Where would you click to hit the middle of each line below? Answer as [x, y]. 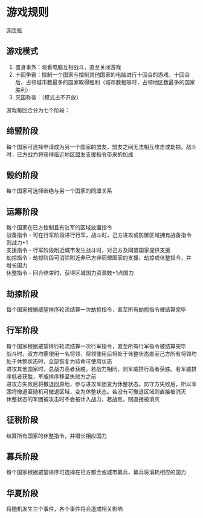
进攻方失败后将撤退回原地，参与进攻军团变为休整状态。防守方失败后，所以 [99, 384]
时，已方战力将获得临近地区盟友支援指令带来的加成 [70, 154]
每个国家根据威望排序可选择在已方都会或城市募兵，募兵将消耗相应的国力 [96, 472]
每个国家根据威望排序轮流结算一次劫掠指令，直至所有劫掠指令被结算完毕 [96, 310]
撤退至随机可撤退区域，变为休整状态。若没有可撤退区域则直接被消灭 [101, 392]
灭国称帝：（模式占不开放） [48, 97]
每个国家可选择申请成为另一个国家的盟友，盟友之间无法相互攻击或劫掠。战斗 [101, 146]
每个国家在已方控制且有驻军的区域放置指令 [59, 228]
